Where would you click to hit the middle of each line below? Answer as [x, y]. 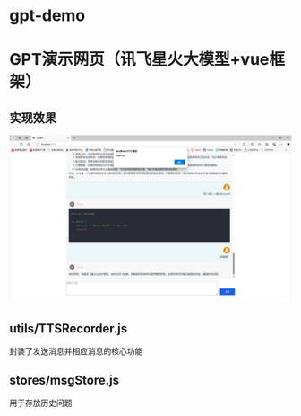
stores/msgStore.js [64, 380]
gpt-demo [47, 16]
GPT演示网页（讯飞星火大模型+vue [139, 60]
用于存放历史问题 [41, 403]
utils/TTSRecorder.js [69, 328]
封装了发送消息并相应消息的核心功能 [76, 351]
